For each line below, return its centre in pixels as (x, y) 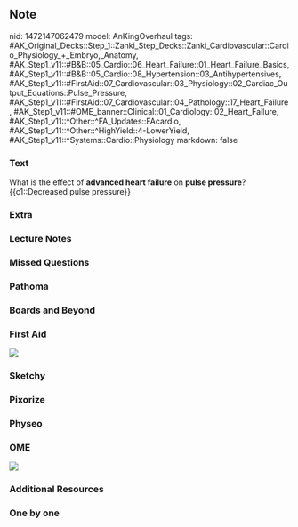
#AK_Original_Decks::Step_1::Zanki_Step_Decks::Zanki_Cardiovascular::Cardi (149, 45)
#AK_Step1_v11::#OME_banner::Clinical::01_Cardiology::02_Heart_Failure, (146, 111)
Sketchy (28, 375)
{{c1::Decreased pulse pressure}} (70, 192)
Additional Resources (56, 489)
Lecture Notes (40, 238)
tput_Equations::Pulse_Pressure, (68, 92)
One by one (35, 513)
